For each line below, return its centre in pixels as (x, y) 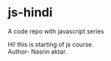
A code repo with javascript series (56, 31)
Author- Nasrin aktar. (37, 52)
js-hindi (30, 13)
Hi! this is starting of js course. (51, 44)
